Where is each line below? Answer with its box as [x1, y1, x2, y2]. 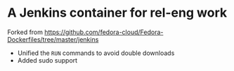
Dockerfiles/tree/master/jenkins [7, 35, 99, 43]
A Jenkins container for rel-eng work [7, 5, 227, 21]
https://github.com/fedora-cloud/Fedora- [44, 28, 164, 36]
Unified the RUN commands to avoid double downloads [17, 49, 175, 57]
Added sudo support [17, 56, 78, 64]
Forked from [7, 28, 44, 36]
